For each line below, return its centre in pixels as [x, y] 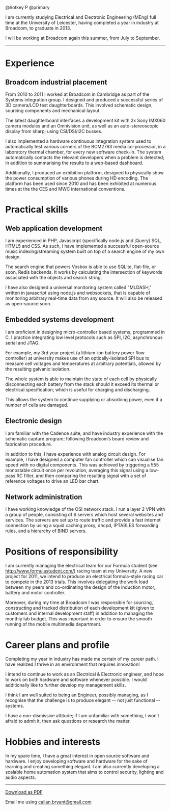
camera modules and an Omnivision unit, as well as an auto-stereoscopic [82, 126]
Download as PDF [24, 792]
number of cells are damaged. [37, 405]
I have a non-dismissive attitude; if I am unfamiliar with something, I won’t [82, 716]
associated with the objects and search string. [54, 278]
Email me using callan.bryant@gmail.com [48, 802]
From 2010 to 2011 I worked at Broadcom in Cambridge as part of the [77, 94]
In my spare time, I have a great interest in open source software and [77, 756]
